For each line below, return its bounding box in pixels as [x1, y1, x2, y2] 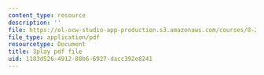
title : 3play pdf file [8, 48, 82, 55]
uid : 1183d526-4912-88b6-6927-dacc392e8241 [8, 55, 153, 63]
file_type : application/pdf [8, 33, 101, 41]
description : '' [8, 19, 61, 27]
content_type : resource [8, 11, 86, 20]
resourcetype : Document [8, 41, 86, 48]
